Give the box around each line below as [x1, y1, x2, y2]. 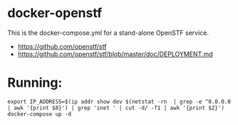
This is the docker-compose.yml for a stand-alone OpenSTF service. [7, 28, 209, 37]
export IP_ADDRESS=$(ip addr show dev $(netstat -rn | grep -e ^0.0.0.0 [7, 98, 232, 105]
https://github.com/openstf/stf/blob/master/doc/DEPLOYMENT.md [17, 50, 213, 58]
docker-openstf [7, 5, 103, 21]
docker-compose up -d [7, 110, 72, 118]
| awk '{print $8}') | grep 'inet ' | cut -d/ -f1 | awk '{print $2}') [7, 104, 224, 112]
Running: [7, 75, 63, 91]
